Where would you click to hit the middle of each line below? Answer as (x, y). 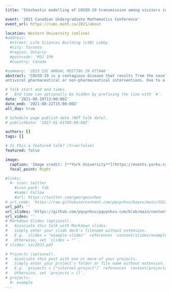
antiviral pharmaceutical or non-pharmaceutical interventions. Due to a (85, 80)
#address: (16, 38)
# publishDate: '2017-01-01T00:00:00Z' (48, 123)
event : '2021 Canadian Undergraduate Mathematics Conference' (73, 19)
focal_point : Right (31, 169)
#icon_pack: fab (32, 188)
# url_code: (18, 202)
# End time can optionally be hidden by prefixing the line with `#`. (84, 94)
